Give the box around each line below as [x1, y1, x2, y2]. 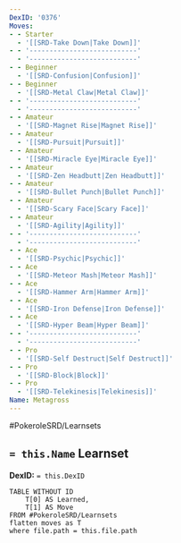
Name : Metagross [9, 395, 70, 405]
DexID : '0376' [9, 13, 62, 22]
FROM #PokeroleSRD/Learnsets [9, 511, 118, 520]
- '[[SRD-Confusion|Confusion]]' [17, 72, 142, 81]
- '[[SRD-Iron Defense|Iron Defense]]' [17, 304, 166, 313]
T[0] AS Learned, [25, 495, 90, 504]
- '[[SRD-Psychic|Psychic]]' [17, 254, 126, 264]
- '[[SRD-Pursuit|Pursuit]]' [17, 138, 126, 147]
